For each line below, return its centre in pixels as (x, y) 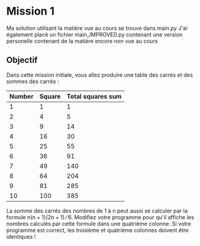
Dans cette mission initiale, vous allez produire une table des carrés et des (100, 75)
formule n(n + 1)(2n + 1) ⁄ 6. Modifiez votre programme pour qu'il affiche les (100, 217)
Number (21, 96)
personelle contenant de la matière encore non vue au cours (82, 41)
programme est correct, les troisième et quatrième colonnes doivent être (98, 230)
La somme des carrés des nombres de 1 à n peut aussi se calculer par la (97, 211)
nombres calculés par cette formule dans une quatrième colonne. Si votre (99, 223)
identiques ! (21, 236)
